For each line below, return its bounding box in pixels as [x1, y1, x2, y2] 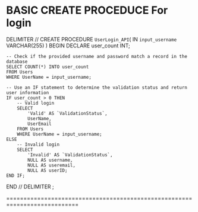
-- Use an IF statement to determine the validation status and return [6, 84, 187, 91]
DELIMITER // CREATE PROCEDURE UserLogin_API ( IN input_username [6, 36, 177, 43]
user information [6, 89, 49, 95]
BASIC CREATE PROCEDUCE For [6, 4, 168, 17]
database [6, 59, 28, 65]
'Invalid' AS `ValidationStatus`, [27, 152, 113, 158]
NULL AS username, [27, 157, 73, 163]
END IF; [6, 172, 26, 178]
